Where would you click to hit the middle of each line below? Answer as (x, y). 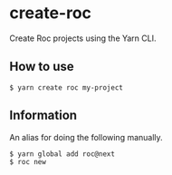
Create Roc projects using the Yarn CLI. (83, 38)
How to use (42, 67)
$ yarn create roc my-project (67, 87)
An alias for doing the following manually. (86, 137)
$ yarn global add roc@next (62, 154)
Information (43, 116)
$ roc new (28, 162)
